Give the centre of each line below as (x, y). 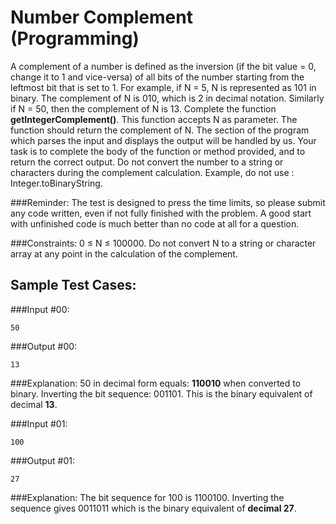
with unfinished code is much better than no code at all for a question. (155, 223)
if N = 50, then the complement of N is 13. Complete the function (143, 108)
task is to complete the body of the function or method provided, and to (158, 151)
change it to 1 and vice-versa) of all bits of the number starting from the (157, 77)
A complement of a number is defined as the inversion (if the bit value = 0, (163, 66)
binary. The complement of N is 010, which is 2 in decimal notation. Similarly (167, 98)
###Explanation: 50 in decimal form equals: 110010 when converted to (156, 383)
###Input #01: (39, 423)
